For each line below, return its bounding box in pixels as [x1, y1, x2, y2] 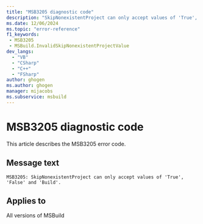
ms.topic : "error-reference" [6, 26, 80, 32]
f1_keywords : [6, 32, 40, 38]
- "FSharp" [12, 71, 40, 77]
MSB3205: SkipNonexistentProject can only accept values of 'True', [6, 174, 184, 180]
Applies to [6, 195, 46, 206]
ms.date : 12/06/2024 [6, 20, 59, 26]
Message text [6, 158, 60, 168]
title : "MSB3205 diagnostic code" [6, 9, 94, 15]
